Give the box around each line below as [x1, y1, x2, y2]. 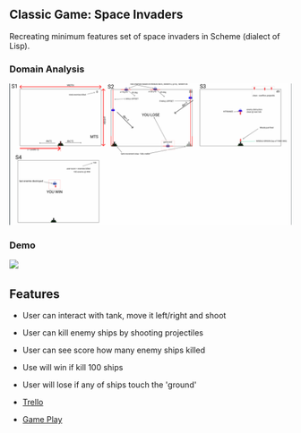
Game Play [21, 414, 63, 425]
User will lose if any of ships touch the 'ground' [21, 379, 197, 390]
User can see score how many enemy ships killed [21, 344, 206, 356]
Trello [21, 397, 44, 408]
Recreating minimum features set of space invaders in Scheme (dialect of [9, 30, 280, 41]
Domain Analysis [9, 63, 85, 75]
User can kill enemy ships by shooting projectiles [21, 327, 204, 338]
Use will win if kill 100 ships [21, 362, 124, 373]
